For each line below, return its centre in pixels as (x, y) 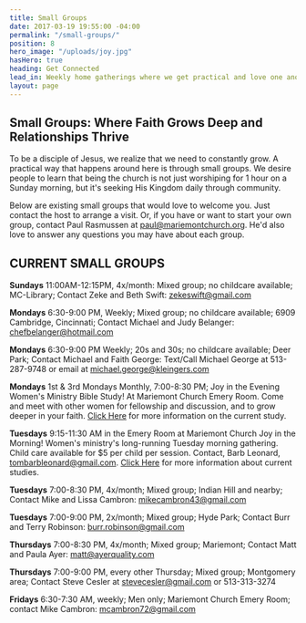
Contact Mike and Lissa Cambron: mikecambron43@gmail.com (128, 500)
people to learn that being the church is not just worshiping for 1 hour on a (148, 178)
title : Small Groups (49, 18)
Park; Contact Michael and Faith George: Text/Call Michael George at (139, 359)
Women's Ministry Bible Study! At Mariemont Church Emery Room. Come (147, 397)
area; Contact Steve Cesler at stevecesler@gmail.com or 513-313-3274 (143, 582)
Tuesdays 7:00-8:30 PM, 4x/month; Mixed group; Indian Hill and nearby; (146, 490)
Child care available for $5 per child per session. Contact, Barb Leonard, (145, 453)
